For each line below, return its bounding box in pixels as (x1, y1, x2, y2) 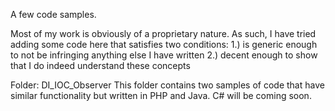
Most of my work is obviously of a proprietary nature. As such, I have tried (10, 28, 317, 39)
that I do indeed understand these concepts (10, 60, 191, 71)
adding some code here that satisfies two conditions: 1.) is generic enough (10, 39, 318, 50)
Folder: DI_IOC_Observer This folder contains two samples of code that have (10, 79, 325, 91)
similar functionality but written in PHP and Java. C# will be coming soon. (10, 90, 312, 101)
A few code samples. (10, 9, 97, 20)
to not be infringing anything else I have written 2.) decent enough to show (10, 49, 318, 61)
